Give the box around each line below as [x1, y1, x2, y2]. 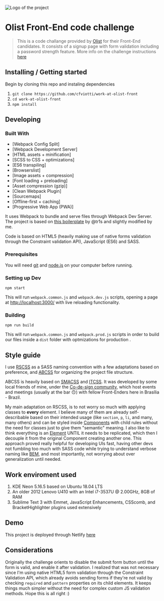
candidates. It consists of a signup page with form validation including [17, 43, 159, 49]
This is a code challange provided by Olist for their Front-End [17, 38, 141, 44]
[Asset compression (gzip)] [12, 183, 68, 189]
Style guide [5, 351, 41, 359]
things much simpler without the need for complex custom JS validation [5, 585, 151, 591]
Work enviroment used [5, 470, 77, 479]
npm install [12, 102, 37, 107]
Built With [5, 130, 29, 137]
